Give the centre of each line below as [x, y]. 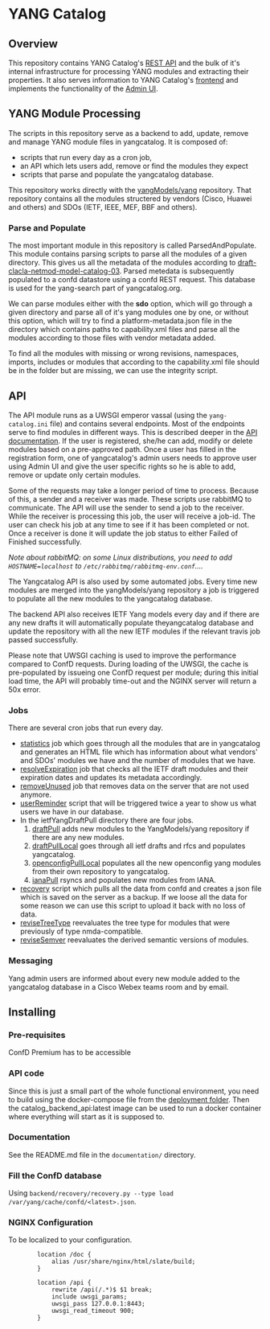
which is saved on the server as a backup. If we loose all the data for [133, 897]
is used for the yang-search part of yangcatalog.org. [95, 288]
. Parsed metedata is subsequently [177, 271]
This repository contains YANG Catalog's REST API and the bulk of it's [125, 63]
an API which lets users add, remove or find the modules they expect [134, 166]
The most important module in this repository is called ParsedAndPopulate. [133, 245]
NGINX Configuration [51, 1223]
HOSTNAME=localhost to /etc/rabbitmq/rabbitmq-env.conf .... [106, 566]
